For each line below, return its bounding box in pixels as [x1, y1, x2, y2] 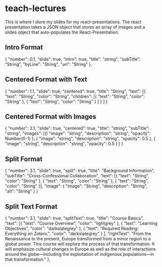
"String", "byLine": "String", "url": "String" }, [5, 61, 92, 67]
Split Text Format [5, 202, 58, 211]
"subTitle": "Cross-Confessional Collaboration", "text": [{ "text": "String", [5, 173, 149, 179]
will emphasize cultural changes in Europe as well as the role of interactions [5, 246, 156, 252]
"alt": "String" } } [5, 188, 39, 194]
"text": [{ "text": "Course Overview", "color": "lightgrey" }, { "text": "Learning [5, 220, 158, 226]
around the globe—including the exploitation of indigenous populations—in [5, 251, 154, 257]
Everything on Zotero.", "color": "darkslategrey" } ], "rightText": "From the [5, 231, 151, 236]
